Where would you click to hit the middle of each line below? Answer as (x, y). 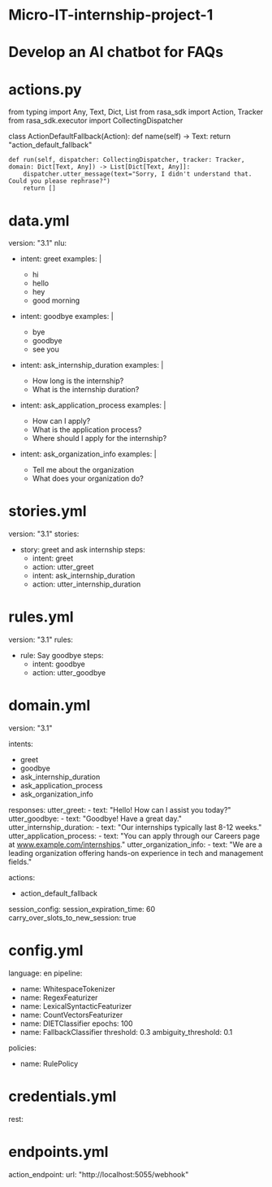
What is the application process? (87, 430)
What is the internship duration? (86, 390)
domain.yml (50, 706)
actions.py (45, 89)
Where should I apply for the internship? (99, 439)
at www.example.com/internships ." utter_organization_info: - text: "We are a (135, 844)
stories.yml (47, 511)
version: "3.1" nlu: (38, 243)
